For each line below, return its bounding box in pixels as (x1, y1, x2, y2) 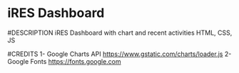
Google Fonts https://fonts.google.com (7, 57, 121, 65)
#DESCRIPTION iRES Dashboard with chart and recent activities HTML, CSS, (7, 28, 233, 37)
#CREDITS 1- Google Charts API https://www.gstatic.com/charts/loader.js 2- (7, 50, 232, 58)
